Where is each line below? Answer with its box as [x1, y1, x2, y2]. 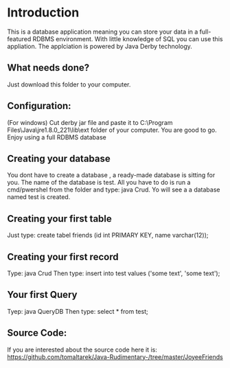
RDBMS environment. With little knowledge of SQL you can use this [32, 34, 223, 43]
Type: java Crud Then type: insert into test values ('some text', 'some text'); [7, 269, 220, 277]
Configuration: [7, 100, 71, 112]
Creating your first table [7, 213, 112, 225]
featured [7, 34, 32, 43]
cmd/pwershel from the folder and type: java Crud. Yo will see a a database [7, 185, 220, 194]
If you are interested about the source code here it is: [7, 345, 158, 354]
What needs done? [7, 62, 90, 73]
